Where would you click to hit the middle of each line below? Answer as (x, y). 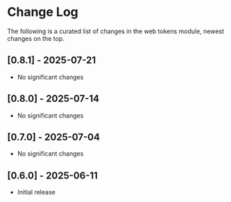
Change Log (43, 12)
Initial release (36, 192)
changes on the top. (36, 38)
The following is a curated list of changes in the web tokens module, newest (115, 31)
